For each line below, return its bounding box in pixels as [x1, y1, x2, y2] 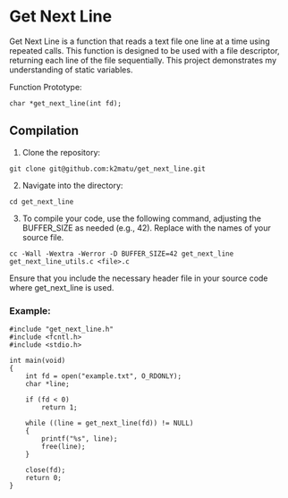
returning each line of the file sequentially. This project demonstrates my [9, 55, 277, 65]
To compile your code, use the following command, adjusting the [21, 213, 262, 224]
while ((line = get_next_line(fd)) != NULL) [25, 418, 194, 428]
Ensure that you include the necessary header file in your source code [9, 273, 268, 283]
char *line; [25, 380, 70, 389]
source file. [21, 232, 64, 242]
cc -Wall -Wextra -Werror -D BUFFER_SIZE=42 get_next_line [9, 249, 234, 258]
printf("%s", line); [41, 435, 118, 443]
